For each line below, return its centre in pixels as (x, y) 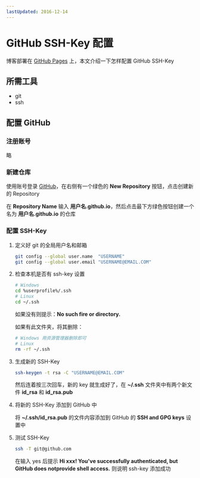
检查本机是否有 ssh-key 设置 (50, 274)
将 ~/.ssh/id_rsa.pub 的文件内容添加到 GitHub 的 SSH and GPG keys (100, 418)
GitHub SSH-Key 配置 (60, 43)
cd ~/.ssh (27, 302)
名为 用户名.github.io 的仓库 (41, 214)
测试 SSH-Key (32, 438)
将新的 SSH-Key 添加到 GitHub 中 (56, 405)
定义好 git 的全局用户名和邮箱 (51, 245)
